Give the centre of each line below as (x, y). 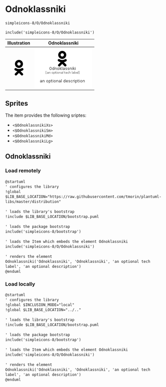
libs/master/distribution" (33, 201)
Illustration (19, 43)
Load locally (20, 284)
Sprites (17, 103)
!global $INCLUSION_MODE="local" (40, 305)
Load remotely (23, 171)
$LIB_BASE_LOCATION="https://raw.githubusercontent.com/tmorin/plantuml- (83, 196)
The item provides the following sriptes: (46, 115)
